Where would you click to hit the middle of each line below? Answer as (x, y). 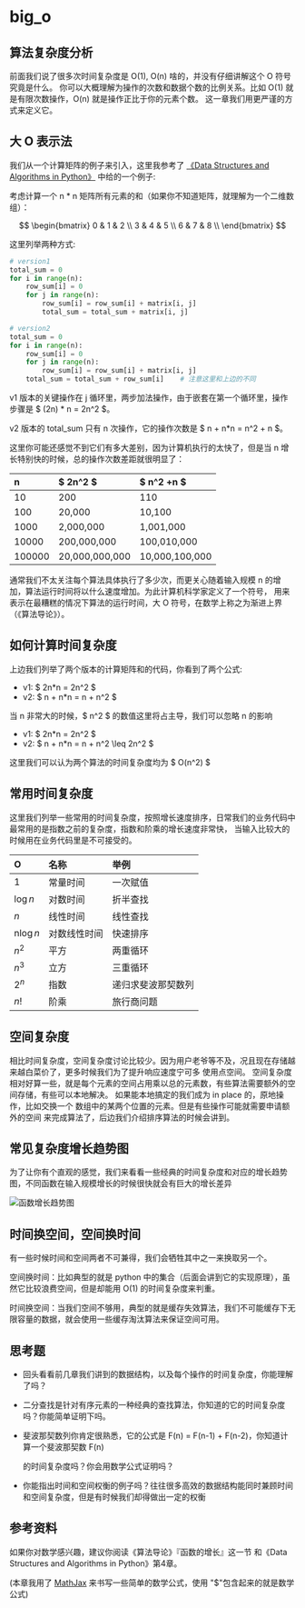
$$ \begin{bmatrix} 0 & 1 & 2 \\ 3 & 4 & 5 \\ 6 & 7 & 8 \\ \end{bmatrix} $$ (152, 225)
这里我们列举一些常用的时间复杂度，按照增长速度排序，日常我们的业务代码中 (152, 817)
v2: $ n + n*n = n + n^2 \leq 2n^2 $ (88, 744)
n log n (27, 933)
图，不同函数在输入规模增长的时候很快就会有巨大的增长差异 (121, 1184)
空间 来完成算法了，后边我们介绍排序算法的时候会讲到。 (129, 1117)
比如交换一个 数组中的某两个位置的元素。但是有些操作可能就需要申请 (153, 1105)
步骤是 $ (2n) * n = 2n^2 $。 (62, 409)
